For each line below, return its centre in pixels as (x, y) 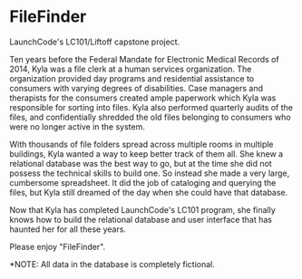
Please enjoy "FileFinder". (58, 246)
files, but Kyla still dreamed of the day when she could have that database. (149, 192)
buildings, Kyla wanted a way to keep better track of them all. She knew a (146, 154)
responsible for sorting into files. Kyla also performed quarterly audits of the (151, 107)
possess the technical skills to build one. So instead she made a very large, (150, 173)
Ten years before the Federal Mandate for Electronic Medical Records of (144, 59)
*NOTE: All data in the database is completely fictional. (112, 264)
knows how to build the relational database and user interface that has (141, 219)
